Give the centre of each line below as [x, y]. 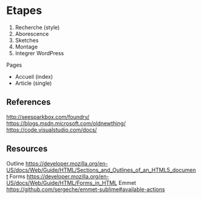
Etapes [24, 11]
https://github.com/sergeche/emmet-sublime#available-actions [86, 189]
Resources [27, 149]
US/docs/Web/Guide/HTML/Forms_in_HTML [62, 183]
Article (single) [33, 83]
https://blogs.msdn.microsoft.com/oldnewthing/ [66, 123]
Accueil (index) [34, 76]
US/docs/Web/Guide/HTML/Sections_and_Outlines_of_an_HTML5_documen [101, 170]
